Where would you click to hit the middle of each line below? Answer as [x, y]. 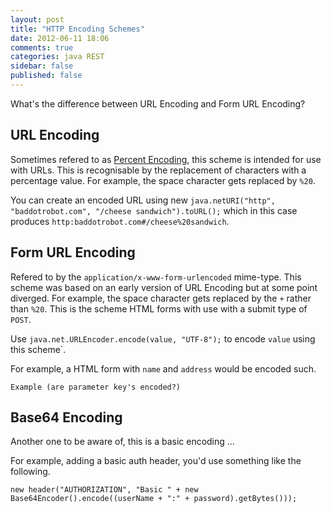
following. [30, 472]
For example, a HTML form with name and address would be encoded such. [163, 368]
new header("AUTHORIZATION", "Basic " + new [104, 490]
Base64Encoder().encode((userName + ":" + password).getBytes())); [154, 499]
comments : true [42, 47]
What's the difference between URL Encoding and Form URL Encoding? [158, 103]
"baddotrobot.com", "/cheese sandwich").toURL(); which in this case [154, 210]
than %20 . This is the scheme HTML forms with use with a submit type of [159, 308]
